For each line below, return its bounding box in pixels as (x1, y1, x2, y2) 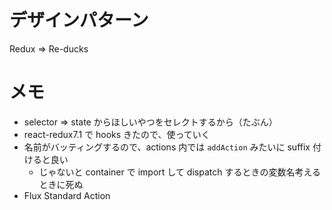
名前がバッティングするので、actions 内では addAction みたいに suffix (23, 141, 311, 153)
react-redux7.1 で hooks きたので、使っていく (23, 128, 211, 140)
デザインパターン (9, 9, 149, 32)
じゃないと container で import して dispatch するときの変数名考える (38, 166, 321, 178)
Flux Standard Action (23, 189, 111, 201)
